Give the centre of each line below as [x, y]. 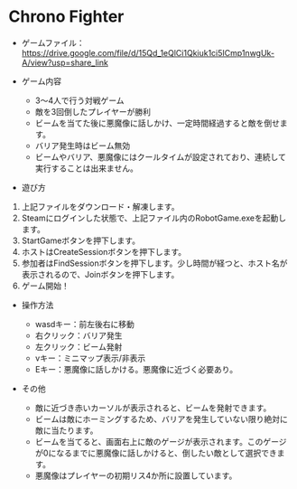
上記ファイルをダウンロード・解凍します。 [100, 206]
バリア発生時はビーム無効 [83, 146]
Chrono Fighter [66, 17]
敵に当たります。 [66, 430]
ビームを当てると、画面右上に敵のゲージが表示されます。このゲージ [161, 441]
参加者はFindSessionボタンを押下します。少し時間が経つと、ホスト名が [154, 263]
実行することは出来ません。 [87, 168]
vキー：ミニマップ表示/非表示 [90, 358]
